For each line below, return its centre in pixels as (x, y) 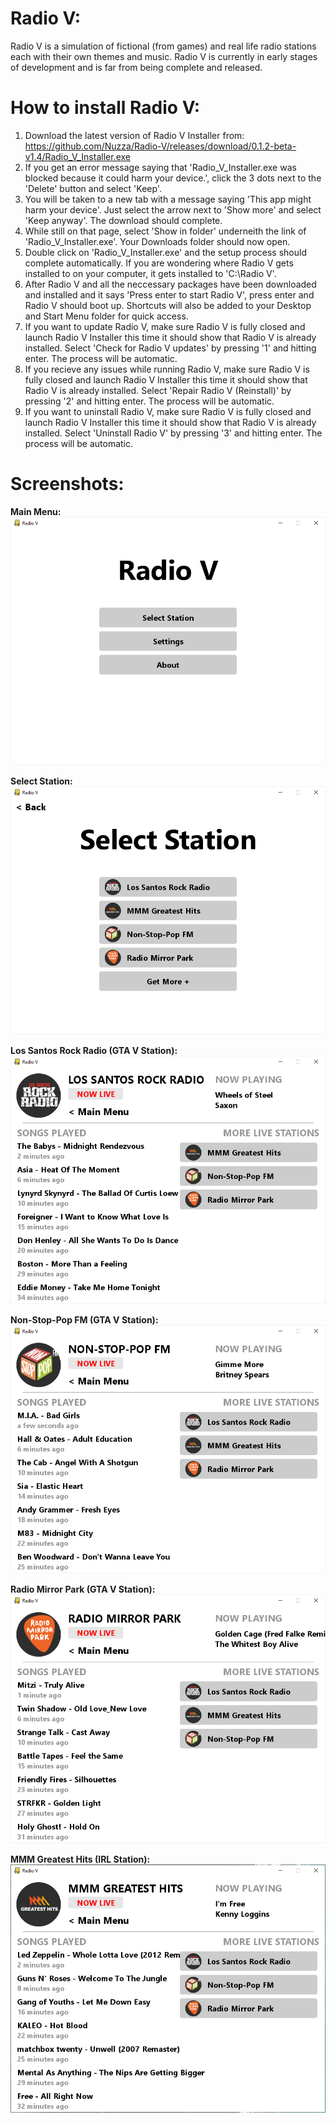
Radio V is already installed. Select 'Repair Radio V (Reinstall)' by (158, 390)
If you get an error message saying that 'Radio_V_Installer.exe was (160, 167)
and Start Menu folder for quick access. (106, 316)
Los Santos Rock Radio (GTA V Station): (94, 1051)
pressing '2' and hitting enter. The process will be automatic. (149, 401)
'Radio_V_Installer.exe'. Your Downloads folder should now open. (157, 241)
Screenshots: (67, 484)
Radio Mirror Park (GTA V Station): (83, 1589)
